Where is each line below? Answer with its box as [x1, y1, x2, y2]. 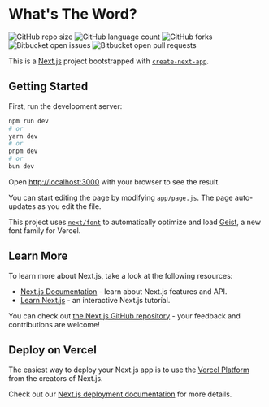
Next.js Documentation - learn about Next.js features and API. [20, 286, 228, 297]
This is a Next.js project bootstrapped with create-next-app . [8, 56, 210, 66]
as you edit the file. [37, 201, 102, 211]
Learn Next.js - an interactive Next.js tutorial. [20, 295, 171, 305]
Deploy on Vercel [8, 343, 98, 357]
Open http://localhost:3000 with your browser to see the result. [8, 176, 221, 187]
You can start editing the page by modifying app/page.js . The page [8, 193, 233, 202]
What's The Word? [8, 5, 137, 24]
